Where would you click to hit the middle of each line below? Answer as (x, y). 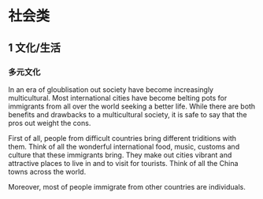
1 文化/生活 (35, 48)
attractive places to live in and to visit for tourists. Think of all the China (123, 163)
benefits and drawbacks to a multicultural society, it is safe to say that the (128, 114)
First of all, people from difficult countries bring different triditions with (122, 138)
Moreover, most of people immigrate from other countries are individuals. (127, 186)
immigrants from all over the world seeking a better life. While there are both (132, 106)
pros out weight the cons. (50, 123)
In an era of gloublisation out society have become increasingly (111, 89)
